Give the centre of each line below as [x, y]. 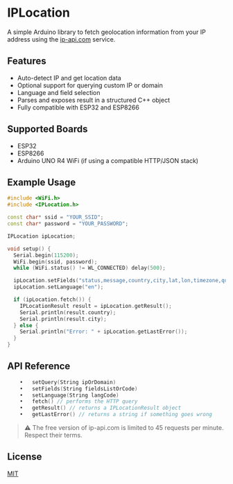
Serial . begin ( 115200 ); [46, 255]
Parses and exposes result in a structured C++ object [93, 100]
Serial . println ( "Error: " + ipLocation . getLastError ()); [104, 332]
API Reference [39, 366]
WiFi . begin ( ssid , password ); [55, 261]
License [25, 457]
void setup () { [29, 249]
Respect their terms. [53, 435]
